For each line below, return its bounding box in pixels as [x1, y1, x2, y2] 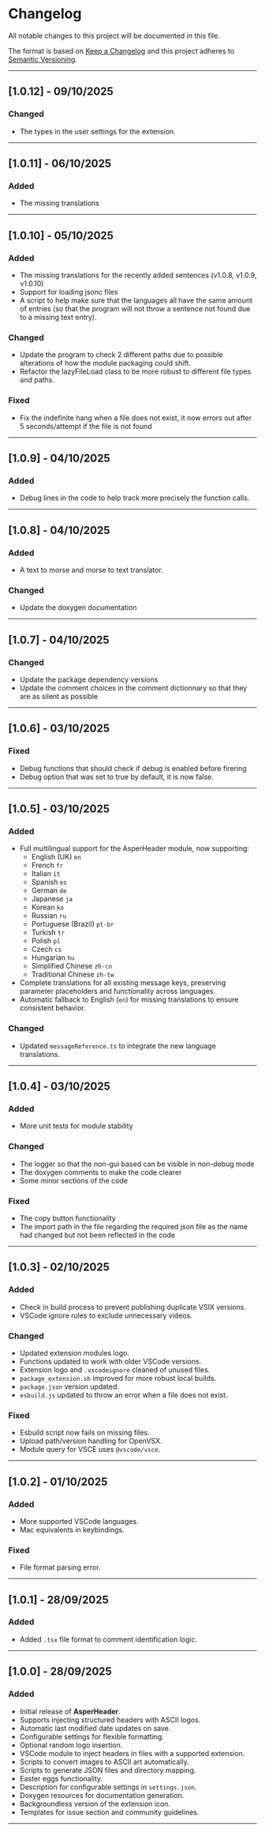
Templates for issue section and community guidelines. [19, 1807, 200, 1817]
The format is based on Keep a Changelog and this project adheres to [8, 46, 235, 55]
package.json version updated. [19, 1382, 120, 1391]
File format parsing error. [19, 1563, 101, 1572]
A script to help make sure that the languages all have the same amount [19, 295, 253, 305]
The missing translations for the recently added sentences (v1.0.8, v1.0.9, [19, 270, 257, 280]
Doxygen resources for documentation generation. [19, 1790, 185, 1800]
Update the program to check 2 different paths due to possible [19, 350, 223, 359]
